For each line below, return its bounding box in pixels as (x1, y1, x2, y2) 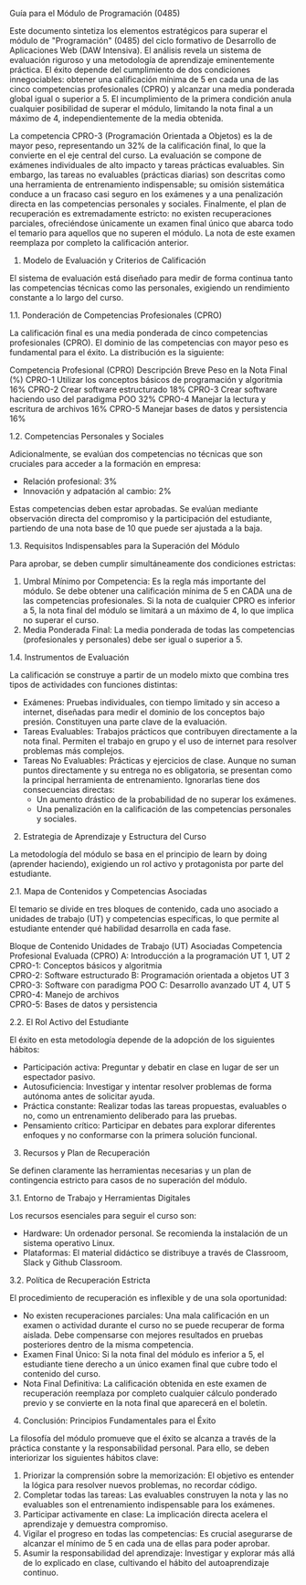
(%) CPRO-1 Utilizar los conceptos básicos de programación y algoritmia (9, 375, 283, 385)
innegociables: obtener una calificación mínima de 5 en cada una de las (9, 74, 280, 85)
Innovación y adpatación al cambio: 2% (22, 486, 172, 496)
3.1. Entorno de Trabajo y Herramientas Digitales (9, 1192, 191, 1203)
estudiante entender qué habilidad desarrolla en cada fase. (9, 923, 231, 934)
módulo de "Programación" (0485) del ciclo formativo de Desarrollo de (9, 36, 277, 46)
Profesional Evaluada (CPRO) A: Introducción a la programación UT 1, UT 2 (9, 950, 290, 961)
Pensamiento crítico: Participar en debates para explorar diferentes (22, 1120, 276, 1131)
